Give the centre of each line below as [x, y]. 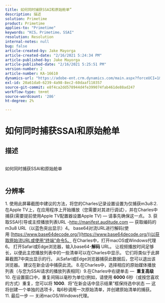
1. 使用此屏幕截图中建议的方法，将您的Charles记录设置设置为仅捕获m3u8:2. [82, 203]
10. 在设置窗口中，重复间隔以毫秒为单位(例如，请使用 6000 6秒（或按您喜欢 [82, 277]
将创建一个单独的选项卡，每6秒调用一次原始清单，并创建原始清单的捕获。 [80, 289]
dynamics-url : [20, 78]
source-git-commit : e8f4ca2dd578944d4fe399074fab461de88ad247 [70, 87]
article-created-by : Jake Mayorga [41, 51]
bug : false [16, 46]
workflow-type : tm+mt [27, 92]
